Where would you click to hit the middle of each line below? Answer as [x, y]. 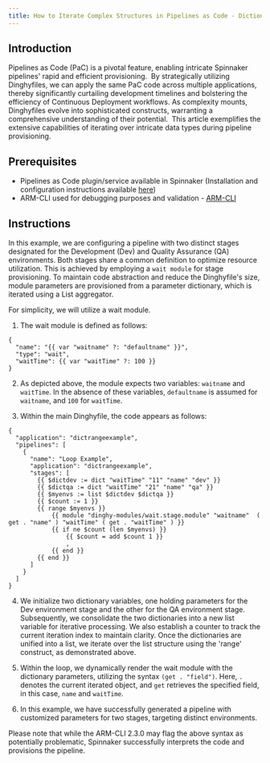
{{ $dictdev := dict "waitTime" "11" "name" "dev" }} [129, 480]
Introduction [40, 49]
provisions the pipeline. [47, 751]
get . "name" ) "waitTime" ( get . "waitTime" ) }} [96, 523]
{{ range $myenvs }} [72, 508]
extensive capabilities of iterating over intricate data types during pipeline [130, 128]
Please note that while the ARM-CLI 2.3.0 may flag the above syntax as [126, 733]
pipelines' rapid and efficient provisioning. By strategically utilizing [119, 77]
